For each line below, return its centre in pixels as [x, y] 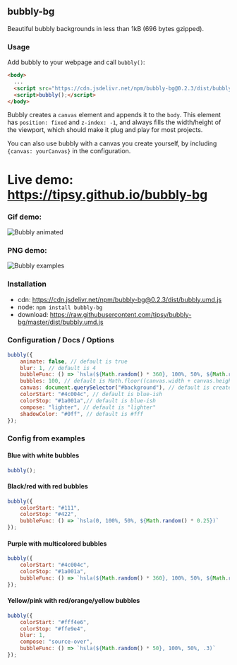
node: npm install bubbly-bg [60, 307]
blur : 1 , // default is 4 [58, 368]
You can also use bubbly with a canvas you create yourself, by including [112, 143]
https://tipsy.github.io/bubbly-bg [108, 194]
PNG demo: [27, 250]
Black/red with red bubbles [48, 486]
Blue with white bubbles [43, 455]
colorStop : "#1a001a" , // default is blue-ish [88, 401]
